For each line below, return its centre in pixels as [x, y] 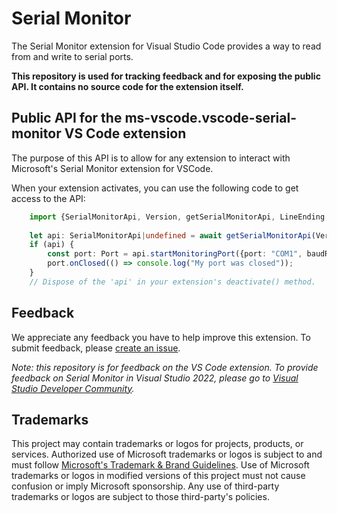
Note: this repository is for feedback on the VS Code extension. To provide [165, 367]
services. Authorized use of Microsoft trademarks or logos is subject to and [167, 454]
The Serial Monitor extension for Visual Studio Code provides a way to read [166, 46]
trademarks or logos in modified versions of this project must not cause [158, 476]
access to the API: [48, 198]
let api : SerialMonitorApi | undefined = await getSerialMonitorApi [170, 235]
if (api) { [52, 245]
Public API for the [67, 118]
